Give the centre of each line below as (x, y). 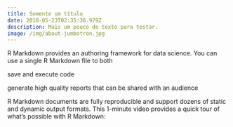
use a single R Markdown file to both (60, 61)
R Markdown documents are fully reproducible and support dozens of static (117, 102)
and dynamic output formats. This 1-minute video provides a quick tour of (113, 109)
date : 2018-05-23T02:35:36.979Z (54, 20)
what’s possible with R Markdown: (56, 116)
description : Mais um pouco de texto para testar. (83, 27)
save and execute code (41, 74)
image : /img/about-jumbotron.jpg (56, 33)
